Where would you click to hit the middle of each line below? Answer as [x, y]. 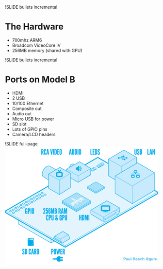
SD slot [19, 124]
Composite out [27, 108]
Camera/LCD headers [34, 134]
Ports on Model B [40, 80]
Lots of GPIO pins [30, 129]
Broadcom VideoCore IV [36, 45]
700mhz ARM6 [27, 40]
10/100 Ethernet [28, 103]
